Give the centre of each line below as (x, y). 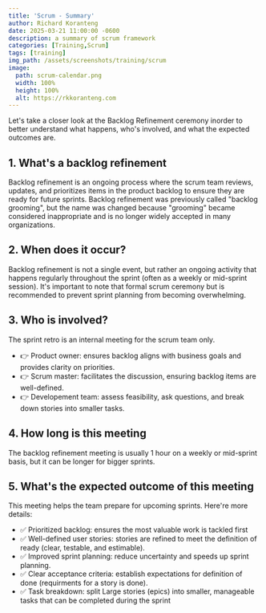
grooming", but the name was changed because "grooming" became (122, 208)
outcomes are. (32, 138)
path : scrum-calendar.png (59, 75)
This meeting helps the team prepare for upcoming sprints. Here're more (128, 505)
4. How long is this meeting (77, 434)
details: (20, 514)
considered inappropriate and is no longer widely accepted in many (119, 217)
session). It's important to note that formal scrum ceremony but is (117, 286)
